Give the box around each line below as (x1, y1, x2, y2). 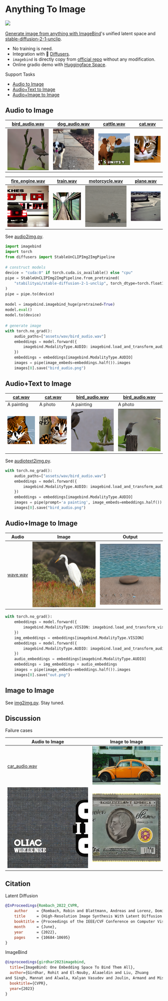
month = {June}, (14, 924, 57, 929)
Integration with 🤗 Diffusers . (12, 51, 70, 57)
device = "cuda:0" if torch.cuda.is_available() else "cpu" (5, 270, 133, 276)
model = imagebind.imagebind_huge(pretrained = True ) (5, 302, 115, 307)
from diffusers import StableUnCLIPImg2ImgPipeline (5, 255, 115, 260)
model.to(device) (5, 313, 41, 318)
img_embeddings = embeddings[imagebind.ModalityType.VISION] (14, 635, 144, 641)
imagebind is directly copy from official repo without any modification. (12, 56, 156, 62)
